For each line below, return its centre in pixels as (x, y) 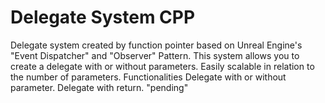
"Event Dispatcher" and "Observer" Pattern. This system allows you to (155, 55)
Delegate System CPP (103, 17)
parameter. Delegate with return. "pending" (99, 87)
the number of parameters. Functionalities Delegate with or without (148, 77)
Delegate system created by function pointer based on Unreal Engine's (156, 45)
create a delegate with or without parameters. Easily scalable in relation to (162, 66)
